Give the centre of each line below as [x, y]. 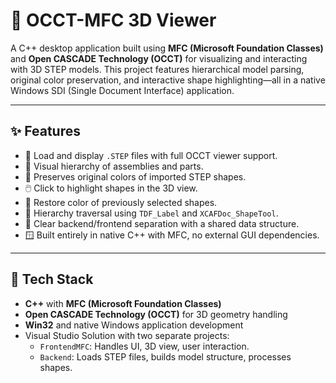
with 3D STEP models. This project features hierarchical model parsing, [157, 69]
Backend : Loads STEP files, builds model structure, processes [165, 356]
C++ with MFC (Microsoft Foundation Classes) [123, 303]
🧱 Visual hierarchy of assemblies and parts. [114, 166]
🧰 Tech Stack [52, 279]
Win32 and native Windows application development [134, 325]
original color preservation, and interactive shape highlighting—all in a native [168, 80]
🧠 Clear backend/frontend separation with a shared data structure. [162, 223]
